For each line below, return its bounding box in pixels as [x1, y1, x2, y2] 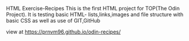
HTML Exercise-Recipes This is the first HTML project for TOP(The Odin [6, 5, 180, 12]
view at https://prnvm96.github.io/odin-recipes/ [6, 28, 121, 35]
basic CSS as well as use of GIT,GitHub [6, 17, 101, 24]
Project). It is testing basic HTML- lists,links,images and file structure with [6, 11, 184, 18]
